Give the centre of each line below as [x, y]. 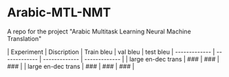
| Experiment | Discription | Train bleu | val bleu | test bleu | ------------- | [111, 52]
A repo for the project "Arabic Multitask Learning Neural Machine [99, 31]
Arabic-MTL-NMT [59, 13]
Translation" [24, 38]
